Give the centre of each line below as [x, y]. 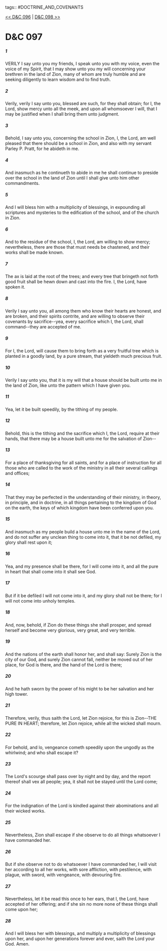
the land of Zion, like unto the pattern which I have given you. [68, 385]
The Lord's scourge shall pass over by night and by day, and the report [78, 777]
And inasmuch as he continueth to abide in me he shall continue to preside [82, 173]
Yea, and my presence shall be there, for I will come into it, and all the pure [82, 566]
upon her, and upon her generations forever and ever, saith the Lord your [80, 939]
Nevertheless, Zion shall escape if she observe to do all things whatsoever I [83, 835]
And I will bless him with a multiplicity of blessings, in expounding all [75, 207]
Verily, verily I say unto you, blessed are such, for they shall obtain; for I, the [83, 104]
